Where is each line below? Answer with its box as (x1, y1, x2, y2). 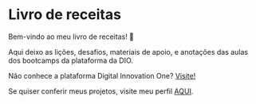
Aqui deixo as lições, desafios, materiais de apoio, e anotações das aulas (8, 47, 249, 56)
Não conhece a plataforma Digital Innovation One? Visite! (8, 71, 196, 80)
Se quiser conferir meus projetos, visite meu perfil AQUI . (8, 86, 194, 96)
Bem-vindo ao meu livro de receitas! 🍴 (8, 32, 134, 41)
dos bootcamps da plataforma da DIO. (8, 56, 134, 65)
